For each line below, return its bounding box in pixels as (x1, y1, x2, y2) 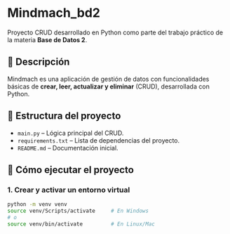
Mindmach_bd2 (7, 5, 100, 21)
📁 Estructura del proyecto (7, 110, 121, 122)
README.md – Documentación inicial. (17, 143, 119, 152)
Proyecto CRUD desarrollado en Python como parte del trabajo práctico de (7, 28, 224, 37)
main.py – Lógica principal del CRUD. (17, 129, 124, 137)
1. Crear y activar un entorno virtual (7, 185, 130, 195)
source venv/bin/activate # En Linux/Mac (7, 220, 156, 228)
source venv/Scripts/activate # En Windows (7, 207, 149, 215)
